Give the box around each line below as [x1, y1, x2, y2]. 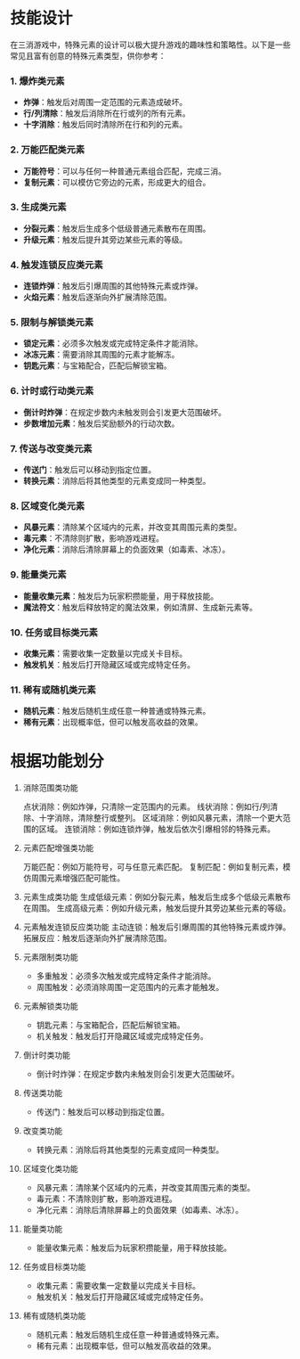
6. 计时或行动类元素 [10, 385, 94, 397]
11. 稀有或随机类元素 [10, 684, 96, 696]
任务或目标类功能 [22, 1262, 86, 1273]
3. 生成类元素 [10, 201, 67, 214]
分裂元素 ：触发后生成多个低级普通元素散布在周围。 [22, 223, 211, 233]
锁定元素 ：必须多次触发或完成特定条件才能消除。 [22, 338, 203, 348]
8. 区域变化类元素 [10, 500, 85, 512]
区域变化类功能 [22, 1164, 78, 1175]
